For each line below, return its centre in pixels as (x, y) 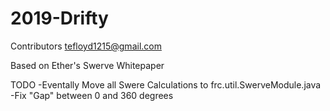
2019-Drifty (59, 18)
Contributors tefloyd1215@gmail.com (86, 46)
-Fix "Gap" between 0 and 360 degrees (92, 95)
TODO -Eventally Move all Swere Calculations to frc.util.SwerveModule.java (166, 84)
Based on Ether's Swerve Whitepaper (87, 65)
